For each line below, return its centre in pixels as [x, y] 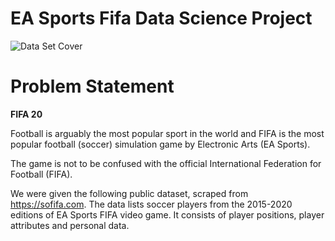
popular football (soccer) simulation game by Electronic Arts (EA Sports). [160, 144]
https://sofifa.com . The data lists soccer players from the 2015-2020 [151, 204]
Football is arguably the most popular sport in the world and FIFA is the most [167, 133]
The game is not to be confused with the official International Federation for [166, 163]
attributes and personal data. [70, 225]
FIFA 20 [26, 114]
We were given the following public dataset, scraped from [129, 193]
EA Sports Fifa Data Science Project [161, 18]
